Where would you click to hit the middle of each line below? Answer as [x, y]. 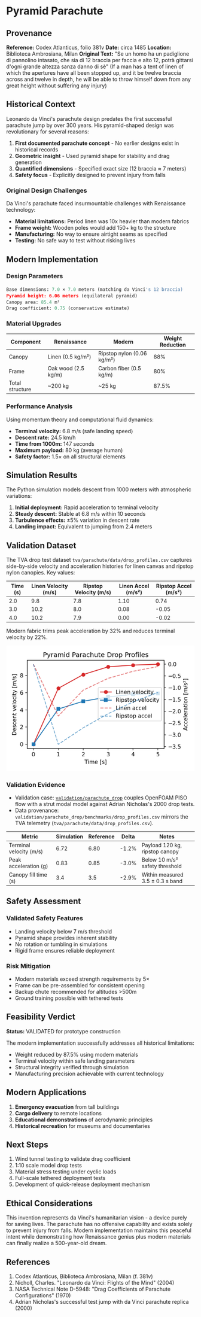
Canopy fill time [28, 874]
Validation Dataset [41, 545]
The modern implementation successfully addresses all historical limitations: [100, 1043]
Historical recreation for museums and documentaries [83, 1126]
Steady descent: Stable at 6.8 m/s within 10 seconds [80, 514]
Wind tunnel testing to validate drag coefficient [73, 1159]
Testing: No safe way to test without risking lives [75, 241]
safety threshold [162, 866]
